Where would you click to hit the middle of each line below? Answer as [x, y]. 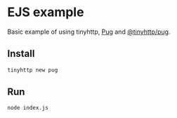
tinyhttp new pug [33, 70]
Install [21, 54]
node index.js [28, 108]
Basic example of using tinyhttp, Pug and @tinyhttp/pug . [89, 32]
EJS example [46, 12]
